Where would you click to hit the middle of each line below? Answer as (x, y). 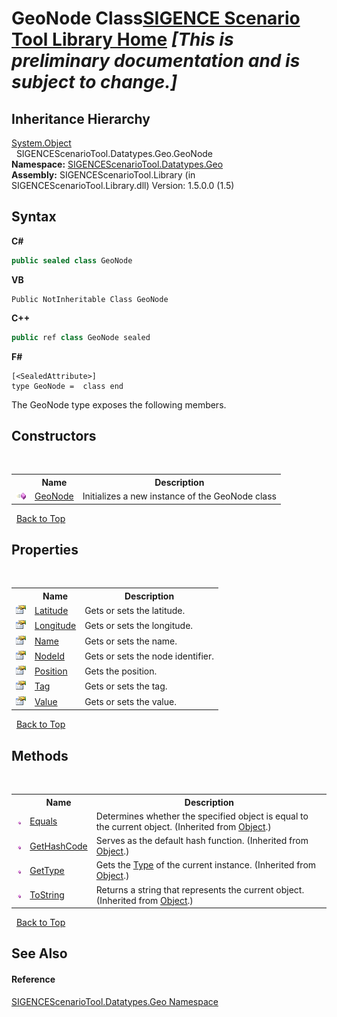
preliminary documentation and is (156, 61)
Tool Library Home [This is (122, 39)
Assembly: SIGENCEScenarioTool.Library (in (103, 175)
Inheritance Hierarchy (81, 118)
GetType (47, 870)
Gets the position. (121, 671)
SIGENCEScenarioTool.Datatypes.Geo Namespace (115, 1001)
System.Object (41, 143)
